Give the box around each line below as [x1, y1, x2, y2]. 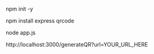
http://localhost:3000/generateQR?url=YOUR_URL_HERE [6, 41, 148, 48]
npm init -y [6, 6, 33, 12]
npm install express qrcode [6, 17, 75, 24]
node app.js [6, 29, 36, 36]
